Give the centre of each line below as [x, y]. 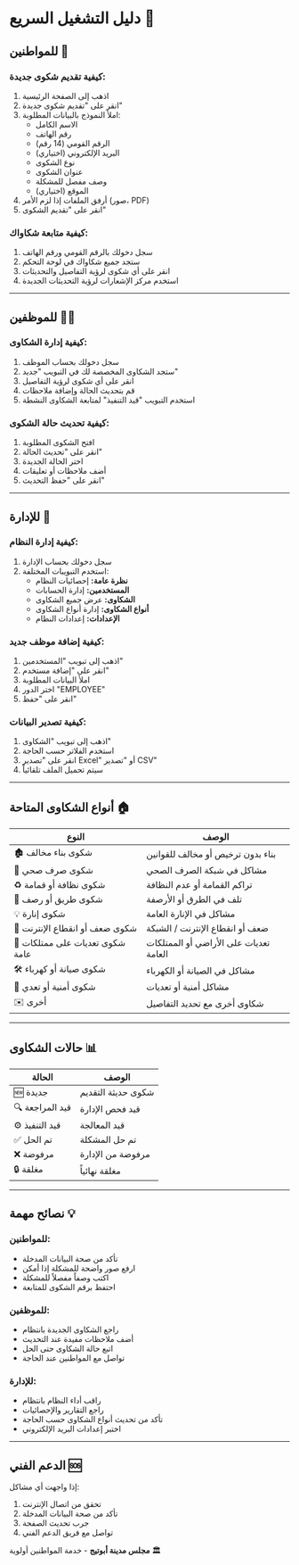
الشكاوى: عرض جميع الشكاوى [85, 599]
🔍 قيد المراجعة [42, 1107]
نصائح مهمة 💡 [42, 1214]
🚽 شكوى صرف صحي [53, 871]
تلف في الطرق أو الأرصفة [194, 899]
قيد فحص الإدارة [110, 1108]
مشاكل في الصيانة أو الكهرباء [201, 970]
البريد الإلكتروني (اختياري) [77, 153]
